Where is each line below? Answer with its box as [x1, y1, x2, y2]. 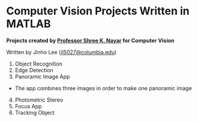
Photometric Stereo [14, 96, 64, 103]
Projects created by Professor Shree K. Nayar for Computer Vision [6, 37, 175, 44]
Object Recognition [14, 60, 63, 67]
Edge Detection [14, 66, 53, 73]
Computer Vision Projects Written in [6, 4, 190, 18]
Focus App [14, 102, 42, 109]
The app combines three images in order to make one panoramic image [14, 84, 192, 91]
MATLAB [6, 17, 51, 31]
